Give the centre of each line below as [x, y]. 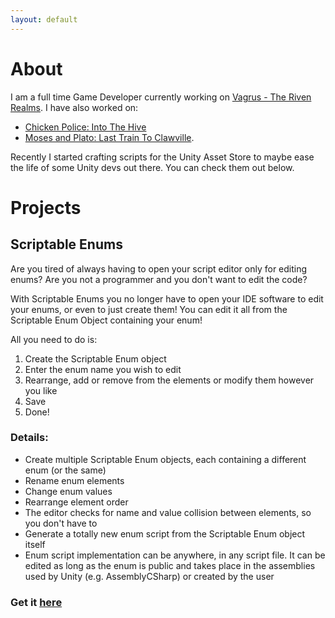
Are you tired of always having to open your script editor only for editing [159, 268]
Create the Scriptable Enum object [95, 358]
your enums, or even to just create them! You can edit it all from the [149, 309]
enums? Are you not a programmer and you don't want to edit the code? [159, 279]
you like [41, 390]
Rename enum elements [74, 480]
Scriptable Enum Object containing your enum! [106, 320]
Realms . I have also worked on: [74, 107]
